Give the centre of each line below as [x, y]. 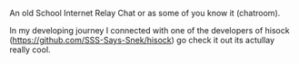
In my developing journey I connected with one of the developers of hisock [149, 30]
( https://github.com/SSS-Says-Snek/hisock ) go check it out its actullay [142, 40]
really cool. [30, 50]
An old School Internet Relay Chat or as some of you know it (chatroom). [145, 13]
